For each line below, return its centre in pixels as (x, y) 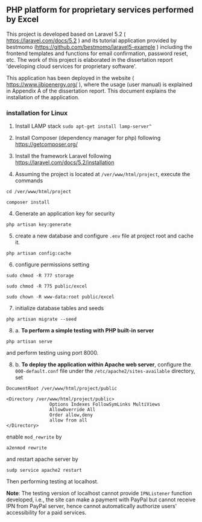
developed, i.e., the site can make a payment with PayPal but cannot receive (101, 500)
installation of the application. (43, 97)
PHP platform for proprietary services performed (100, 10)
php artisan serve (29, 342)
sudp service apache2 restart (44, 471)
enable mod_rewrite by (34, 437)
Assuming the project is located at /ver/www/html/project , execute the (103, 174)
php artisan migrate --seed (42, 319)
